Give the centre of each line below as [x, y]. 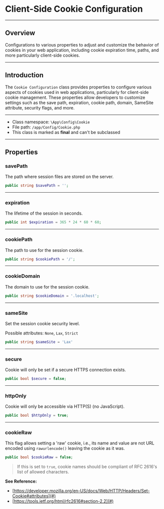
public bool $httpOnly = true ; [37, 416]
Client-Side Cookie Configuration [74, 9]
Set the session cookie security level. [42, 323]
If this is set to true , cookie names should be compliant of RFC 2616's [87, 467]
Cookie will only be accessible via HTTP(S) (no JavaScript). [65, 406]
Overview [20, 33]
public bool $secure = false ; [36, 379]
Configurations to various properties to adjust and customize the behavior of [82, 44]
